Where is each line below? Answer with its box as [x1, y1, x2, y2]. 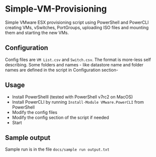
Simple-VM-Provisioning [5, 3, 107, 15]
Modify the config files [12, 109, 58, 115]
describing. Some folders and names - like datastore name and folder [5, 62, 144, 67]
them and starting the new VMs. [5, 30, 69, 35]
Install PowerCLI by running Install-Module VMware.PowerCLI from [12, 99, 144, 105]
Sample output [5, 133, 51, 141]
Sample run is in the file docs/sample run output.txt [5, 146, 110, 152]
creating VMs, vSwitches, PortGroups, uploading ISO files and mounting [5, 24, 149, 30]
